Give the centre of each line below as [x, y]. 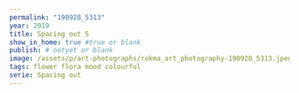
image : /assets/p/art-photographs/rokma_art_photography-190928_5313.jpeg [151, 58]
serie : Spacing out [45, 75]
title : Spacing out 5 [49, 34]
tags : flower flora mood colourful [75, 67]
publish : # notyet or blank [61, 50]
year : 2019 [29, 26]
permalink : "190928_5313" [57, 17]
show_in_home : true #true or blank [75, 42]
